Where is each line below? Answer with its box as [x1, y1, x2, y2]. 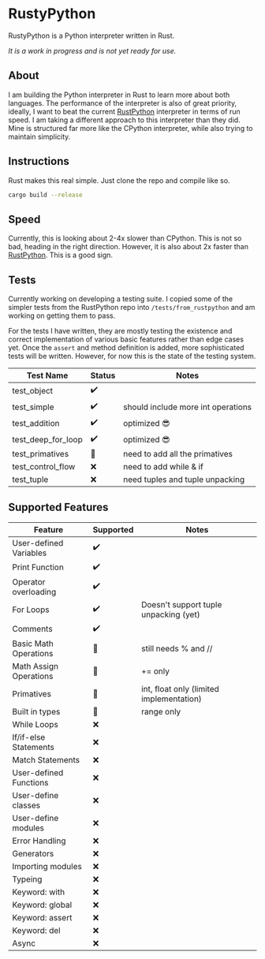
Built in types [12, 706, 61, 717]
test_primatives [12, 449, 69, 460]
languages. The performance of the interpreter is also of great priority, [8, 98, 237, 107]
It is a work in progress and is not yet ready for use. [8, 46, 177, 55]
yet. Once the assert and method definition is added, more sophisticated [8, 343, 244, 353]
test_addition [12, 417, 60, 428]
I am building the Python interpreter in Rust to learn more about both [8, 90, 230, 99]
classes [12, 800, 41, 811]
